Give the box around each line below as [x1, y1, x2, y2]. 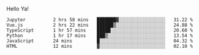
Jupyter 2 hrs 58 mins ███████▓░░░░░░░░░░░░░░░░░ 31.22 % [6, 17, 193, 23]
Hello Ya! [6, 5, 29, 12]
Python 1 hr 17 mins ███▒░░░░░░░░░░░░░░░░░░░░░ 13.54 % [6, 33, 193, 39]
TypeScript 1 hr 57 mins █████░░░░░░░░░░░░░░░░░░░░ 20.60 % [6, 27, 193, 33]
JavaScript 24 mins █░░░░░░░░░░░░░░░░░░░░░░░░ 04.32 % [6, 38, 193, 44]
